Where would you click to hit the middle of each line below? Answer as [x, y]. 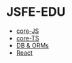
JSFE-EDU [36, 12]
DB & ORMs [32, 45]
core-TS [28, 38]
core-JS [28, 31]
